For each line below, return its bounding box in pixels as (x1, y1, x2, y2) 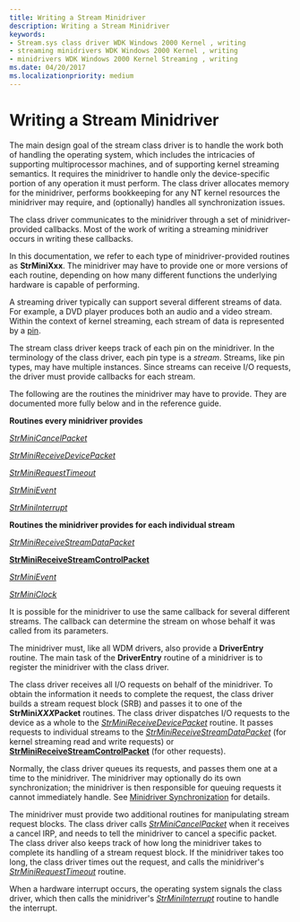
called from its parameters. (9, 625, 109, 636)
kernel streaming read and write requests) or (9, 736, 175, 746)
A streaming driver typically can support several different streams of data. (9, 297, 282, 307)
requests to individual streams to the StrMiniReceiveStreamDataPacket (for (9, 727, 287, 737)
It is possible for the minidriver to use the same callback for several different (9, 606, 290, 616)
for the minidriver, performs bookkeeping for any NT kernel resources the (9, 187, 280, 198)
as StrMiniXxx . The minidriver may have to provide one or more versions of (9, 260, 288, 271)
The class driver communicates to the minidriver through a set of (9, 214, 249, 225)
